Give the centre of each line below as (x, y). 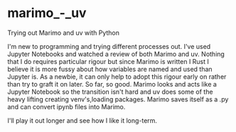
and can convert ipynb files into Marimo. (66, 106)
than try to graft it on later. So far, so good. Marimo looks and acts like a (112, 84)
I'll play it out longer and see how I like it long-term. (82, 120)
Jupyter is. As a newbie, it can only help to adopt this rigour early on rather (117, 77)
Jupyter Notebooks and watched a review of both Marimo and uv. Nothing (116, 54)
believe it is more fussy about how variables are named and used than (110, 69)
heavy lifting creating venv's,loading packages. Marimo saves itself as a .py (118, 99)
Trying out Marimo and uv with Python (63, 33)
